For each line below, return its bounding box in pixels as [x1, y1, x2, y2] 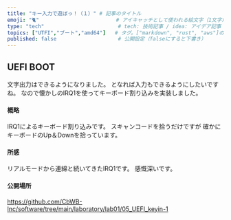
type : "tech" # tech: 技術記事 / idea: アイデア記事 [7, 23, 221, 30]
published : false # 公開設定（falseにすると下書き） [7, 36, 206, 43]
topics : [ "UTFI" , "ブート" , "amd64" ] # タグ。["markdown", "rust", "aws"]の [7, 29, 225, 36]
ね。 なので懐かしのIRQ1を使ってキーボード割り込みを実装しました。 [7, 89, 202, 97]
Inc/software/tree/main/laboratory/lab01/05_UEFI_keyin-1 [7, 204, 168, 213]
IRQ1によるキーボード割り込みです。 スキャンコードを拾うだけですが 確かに [7, 122, 221, 131]
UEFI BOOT [7, 61, 55, 73]
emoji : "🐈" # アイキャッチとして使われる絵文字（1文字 [7, 16, 222, 23]
